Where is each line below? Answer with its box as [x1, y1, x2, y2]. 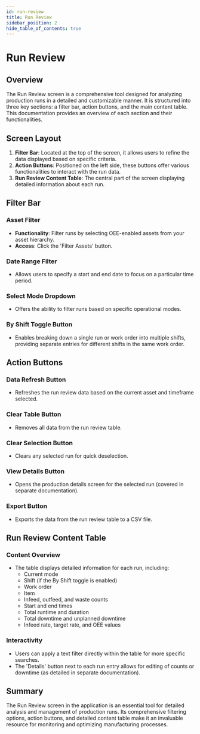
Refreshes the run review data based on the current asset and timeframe [14, 389, 194, 396]
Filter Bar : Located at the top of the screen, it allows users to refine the [14, 149, 190, 156]
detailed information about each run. [14, 181, 105, 188]
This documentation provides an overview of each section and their [6, 110, 173, 117]
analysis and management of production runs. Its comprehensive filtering [6, 708, 187, 716]
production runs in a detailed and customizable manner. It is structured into [6, 97, 191, 104]
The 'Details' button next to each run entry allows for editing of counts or [14, 662, 195, 670]
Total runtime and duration [23, 609, 90, 616]
